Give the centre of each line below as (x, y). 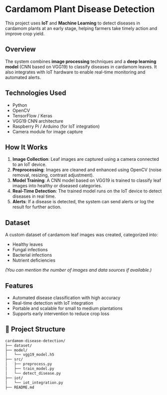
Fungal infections (30, 250)
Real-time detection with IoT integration (53, 303)
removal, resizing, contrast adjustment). (53, 175)
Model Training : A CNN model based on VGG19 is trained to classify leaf (87, 180)
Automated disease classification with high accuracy (66, 298)
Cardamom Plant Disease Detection (80, 9)
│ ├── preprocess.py (29, 364)
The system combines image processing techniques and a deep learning (81, 61)
